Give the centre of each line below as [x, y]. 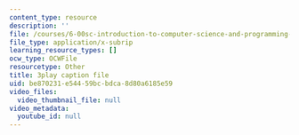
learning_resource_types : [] [63, 51]
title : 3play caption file [59, 75]
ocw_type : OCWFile [43, 59]
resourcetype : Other [48, 67]
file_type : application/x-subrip [71, 42]
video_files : [33, 91]
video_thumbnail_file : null [69, 100]
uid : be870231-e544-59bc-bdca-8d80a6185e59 [91, 83]
